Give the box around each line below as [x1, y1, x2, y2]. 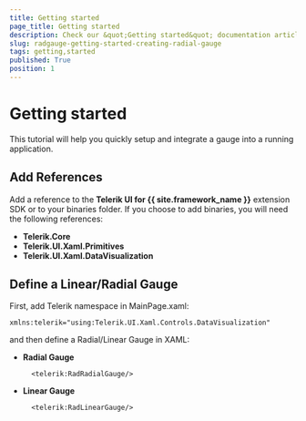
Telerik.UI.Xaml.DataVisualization [22, 250, 154, 261]
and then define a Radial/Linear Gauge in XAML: [9, 334, 190, 345]
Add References [9, 169, 103, 185]
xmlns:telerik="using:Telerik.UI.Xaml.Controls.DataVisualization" [9, 318, 271, 328]
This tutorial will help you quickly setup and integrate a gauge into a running [9, 133, 294, 144]
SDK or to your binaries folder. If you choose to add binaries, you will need [9, 203, 289, 214]
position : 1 [9, 65, 55, 74]
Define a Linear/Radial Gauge [9, 277, 178, 293]
